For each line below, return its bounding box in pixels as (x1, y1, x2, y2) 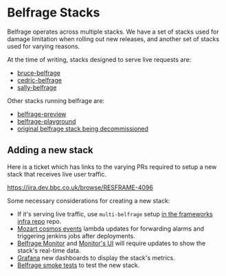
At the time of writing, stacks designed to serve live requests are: (7, 55, 192, 63)
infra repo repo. (16, 217, 62, 225)
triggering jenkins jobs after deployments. (16, 231, 135, 240)
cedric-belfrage (16, 76, 62, 84)
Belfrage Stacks (7, 5, 100, 21)
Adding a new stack (7, 144, 94, 156)
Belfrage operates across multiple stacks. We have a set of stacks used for (7, 27, 219, 36)
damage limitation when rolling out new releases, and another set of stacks (7, 34, 220, 43)
